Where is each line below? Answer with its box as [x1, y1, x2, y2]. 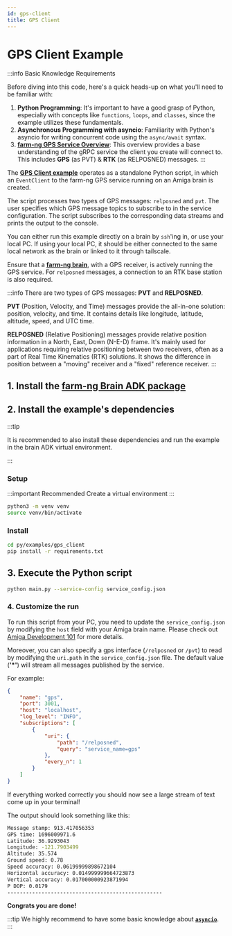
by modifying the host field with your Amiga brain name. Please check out [7, 625, 218, 633]
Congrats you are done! [7, 901, 77, 910]
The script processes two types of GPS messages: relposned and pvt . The [7, 197, 220, 205]
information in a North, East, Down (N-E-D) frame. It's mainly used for [7, 338, 206, 346]
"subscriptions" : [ [19, 720, 76, 727]
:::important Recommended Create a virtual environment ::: [7, 489, 175, 497]
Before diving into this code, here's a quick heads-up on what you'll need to [7, 83, 224, 91]
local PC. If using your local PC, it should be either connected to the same [7, 240, 217, 248]
